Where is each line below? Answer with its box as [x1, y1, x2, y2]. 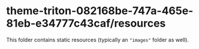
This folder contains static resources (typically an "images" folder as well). [6, 36, 189, 43]
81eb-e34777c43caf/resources [6, 17, 166, 30]
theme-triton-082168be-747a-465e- [6, 4, 194, 18]
